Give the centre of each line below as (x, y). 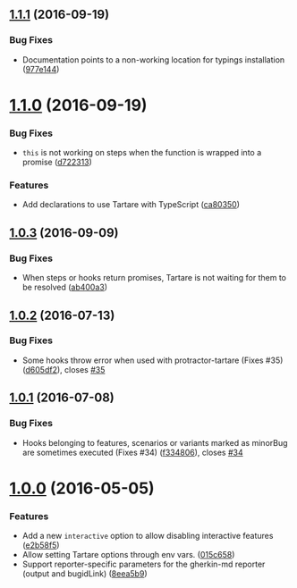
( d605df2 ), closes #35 (64, 369)
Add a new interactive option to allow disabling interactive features (148, 536)
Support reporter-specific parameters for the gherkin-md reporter (144, 564)
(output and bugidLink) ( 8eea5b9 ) (85, 574)
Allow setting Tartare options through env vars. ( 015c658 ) (128, 555)
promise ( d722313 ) (57, 162)
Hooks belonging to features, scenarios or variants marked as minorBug (155, 442)
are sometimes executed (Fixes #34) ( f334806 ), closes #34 (132, 452)
